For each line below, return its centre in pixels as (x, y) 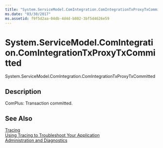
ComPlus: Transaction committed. (39, 103)
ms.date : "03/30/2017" (28, 14)
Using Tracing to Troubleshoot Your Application (52, 135)
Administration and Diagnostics (36, 140)
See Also (19, 118)
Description (23, 92)
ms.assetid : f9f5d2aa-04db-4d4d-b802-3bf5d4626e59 (57, 18)
